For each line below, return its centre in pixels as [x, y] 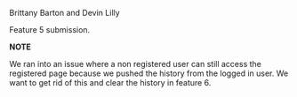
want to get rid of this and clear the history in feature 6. [110, 82]
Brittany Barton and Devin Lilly [64, 13]
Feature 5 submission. [50, 30]
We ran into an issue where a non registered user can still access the [136, 64]
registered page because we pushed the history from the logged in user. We [149, 73]
